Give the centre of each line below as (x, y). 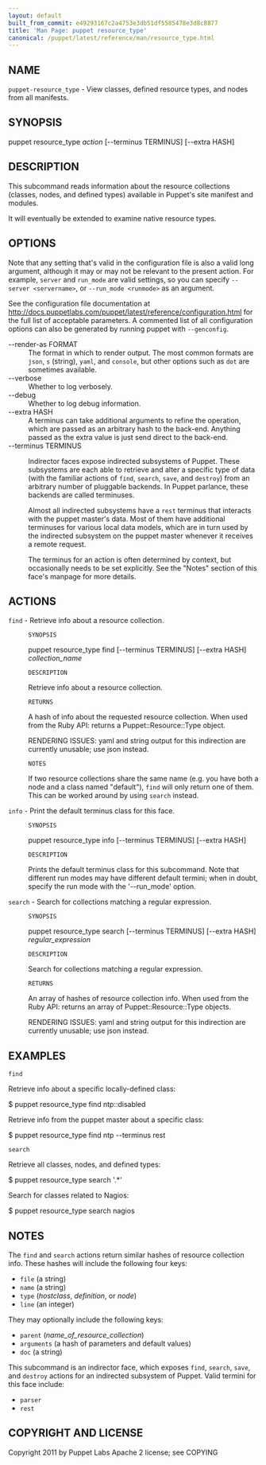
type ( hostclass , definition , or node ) (78, 1296)
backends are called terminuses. (81, 495)
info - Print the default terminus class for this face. (91, 811)
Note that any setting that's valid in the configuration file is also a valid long (131, 263)
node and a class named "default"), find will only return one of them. (141, 787)
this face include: (37, 1384)
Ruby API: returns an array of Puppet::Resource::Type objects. (130, 1007)
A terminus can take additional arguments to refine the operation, (135, 420)
